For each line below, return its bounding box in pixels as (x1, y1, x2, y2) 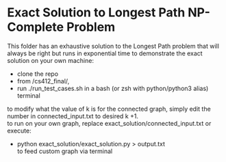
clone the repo (16, 70, 59, 78)
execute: (7, 126, 32, 135)
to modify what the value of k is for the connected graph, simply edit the (7, 105, 211, 113)
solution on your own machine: (7, 56, 95, 64)
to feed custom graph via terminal (16, 147, 113, 155)
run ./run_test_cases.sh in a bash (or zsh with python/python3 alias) (16, 84, 209, 92)
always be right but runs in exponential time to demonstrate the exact (7, 49, 203, 57)
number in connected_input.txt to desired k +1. (7, 111, 139, 120)
